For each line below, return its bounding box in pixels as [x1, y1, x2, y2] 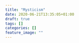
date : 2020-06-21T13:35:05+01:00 [5, 12, 75, 17]
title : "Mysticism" [5, 7, 46, 12]
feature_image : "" [5, 30, 43, 35]
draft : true [5, 16, 30, 21]
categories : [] [5, 26, 37, 31]
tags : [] [5, 21, 23, 26]
